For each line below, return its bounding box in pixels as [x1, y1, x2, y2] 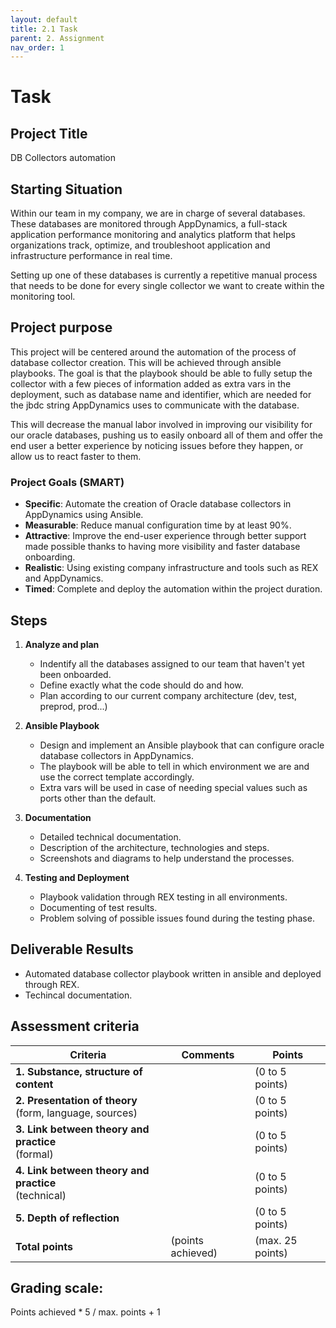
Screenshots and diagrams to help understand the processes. [39, 852, 295, 864]
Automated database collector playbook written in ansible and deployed [24, 967, 322, 980]
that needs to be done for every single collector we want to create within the [10, 280, 325, 292]
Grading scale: [10, 1280, 104, 1296]
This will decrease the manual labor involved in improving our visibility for [10, 418, 313, 430]
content [15, 1077, 54, 1091]
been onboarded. [39, 668, 112, 680]
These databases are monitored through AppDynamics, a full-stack [10, 218, 288, 230]
